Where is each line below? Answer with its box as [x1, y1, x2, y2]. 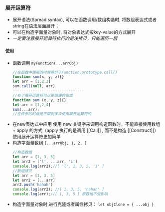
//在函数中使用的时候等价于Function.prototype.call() [12, 70, 118, 75]
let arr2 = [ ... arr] [12, 178, 55, 183]
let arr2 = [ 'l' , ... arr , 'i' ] [12, 159, 78, 164]
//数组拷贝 [12, 168, 32, 173]
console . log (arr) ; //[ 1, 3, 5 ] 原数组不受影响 [12, 192, 108, 197]
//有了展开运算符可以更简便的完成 [12, 93, 73, 98]
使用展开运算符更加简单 [12, 134, 61, 140]
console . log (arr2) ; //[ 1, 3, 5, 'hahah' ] [12, 187, 105, 192]
